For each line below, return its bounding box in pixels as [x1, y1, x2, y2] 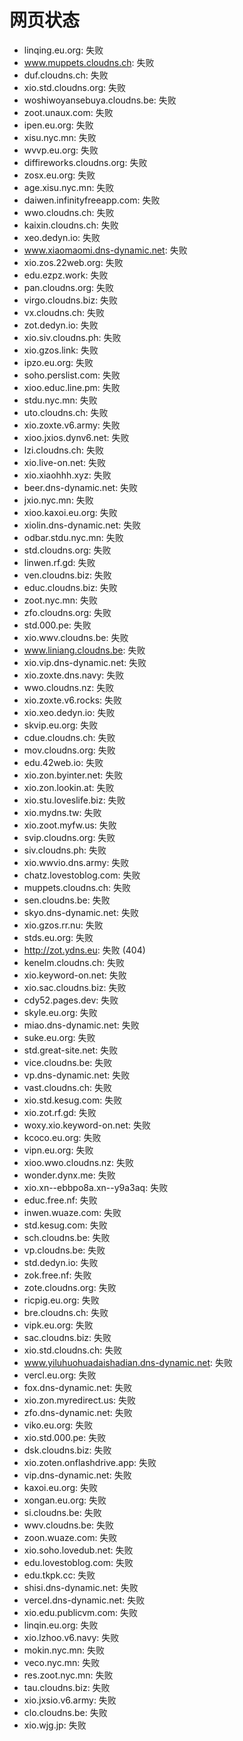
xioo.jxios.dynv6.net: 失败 [23, 431, 130, 443]
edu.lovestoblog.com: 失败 [23, 1556, 134, 1568]
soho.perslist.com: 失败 [23, 369, 121, 381]
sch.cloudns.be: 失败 [23, 1231, 111, 1243]
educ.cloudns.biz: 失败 [23, 581, 118, 593]
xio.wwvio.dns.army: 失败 [23, 856, 130, 868]
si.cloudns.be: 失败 [23, 1506, 102, 1518]
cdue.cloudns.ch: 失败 [23, 731, 116, 743]
